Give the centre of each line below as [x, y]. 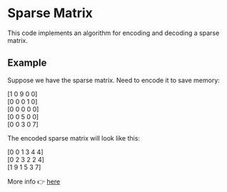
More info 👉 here [34, 181]
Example [27, 63]
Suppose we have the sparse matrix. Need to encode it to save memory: [113, 80]
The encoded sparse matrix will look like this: [74, 138]
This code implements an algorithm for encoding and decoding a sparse [113, 33]
